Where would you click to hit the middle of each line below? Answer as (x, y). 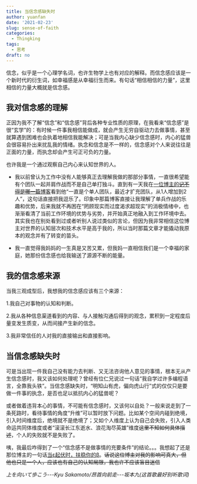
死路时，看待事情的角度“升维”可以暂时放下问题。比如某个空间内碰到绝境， (101, 413)
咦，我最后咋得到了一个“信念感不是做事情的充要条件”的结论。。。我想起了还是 (98, 448)
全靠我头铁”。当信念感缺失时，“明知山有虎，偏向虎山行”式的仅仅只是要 (102, 386)
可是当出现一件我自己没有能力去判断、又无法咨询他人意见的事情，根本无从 (96, 371)
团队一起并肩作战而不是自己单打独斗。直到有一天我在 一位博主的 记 (105, 184)
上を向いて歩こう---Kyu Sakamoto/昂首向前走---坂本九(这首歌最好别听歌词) (98, 475)
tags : (13, 45)
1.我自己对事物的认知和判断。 (41, 303)
